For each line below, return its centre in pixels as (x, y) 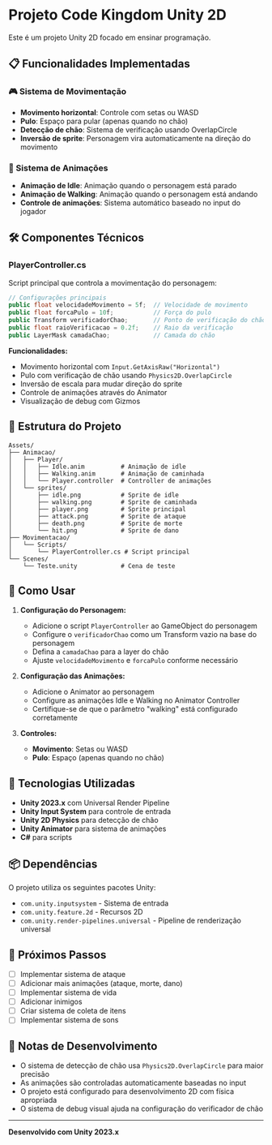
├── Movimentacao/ (39, 537)
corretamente (55, 718)
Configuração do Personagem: (73, 610)
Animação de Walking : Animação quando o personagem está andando (139, 194)
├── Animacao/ (32, 452)
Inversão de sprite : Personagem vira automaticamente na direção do (135, 138)
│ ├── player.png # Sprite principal (97, 509)
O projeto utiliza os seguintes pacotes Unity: (82, 888)
